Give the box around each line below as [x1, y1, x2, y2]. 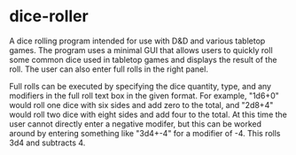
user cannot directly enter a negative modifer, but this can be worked [9, 118, 262, 129]
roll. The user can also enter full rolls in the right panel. [9, 64, 208, 74]
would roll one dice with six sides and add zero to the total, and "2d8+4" [9, 99, 274, 110]
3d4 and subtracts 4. [9, 137, 86, 148]
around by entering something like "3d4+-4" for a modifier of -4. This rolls [9, 128, 281, 138]
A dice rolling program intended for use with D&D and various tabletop [9, 35, 266, 46]
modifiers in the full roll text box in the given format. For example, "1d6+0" [9, 90, 279, 101]
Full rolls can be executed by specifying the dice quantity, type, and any [9, 81, 272, 91]
